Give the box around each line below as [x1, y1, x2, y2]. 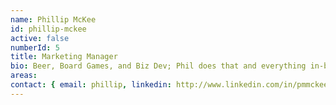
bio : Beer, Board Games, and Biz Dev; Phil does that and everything [10, 61, 307, 71]
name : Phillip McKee [10, 14, 97, 25]
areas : [10, 71, 38, 81]
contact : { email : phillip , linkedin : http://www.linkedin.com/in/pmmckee [10, 80, 329, 90]
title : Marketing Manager [10, 52, 118, 62]
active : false [10, 33, 70, 43]
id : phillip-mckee [10, 24, 87, 34]
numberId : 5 [10, 42, 60, 53]
